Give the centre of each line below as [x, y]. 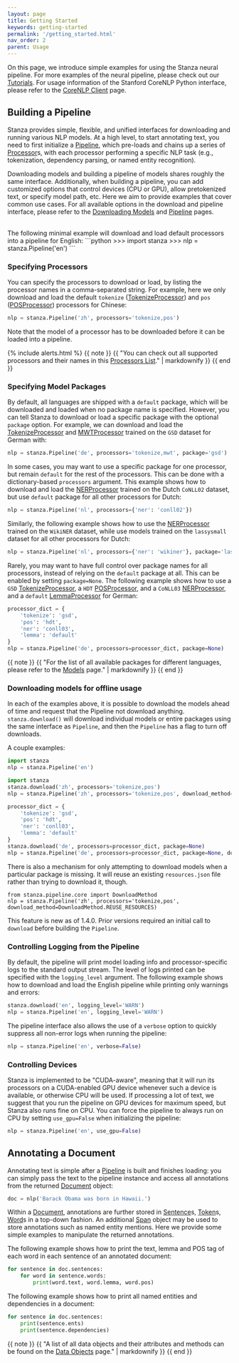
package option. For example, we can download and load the [95, 425]
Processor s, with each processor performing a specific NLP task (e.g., [110, 152]
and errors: [24, 992]
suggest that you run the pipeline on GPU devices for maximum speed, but [117, 1103]
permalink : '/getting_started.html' [62, 34]
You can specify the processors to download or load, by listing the [105, 282]
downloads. [25, 734]
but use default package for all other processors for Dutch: [95, 497]
